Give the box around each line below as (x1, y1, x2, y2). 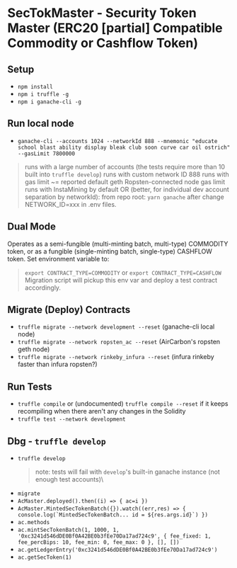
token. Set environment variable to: (7, 254, 110, 263)
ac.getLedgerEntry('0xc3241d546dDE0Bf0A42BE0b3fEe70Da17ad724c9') (17, 547, 218, 554)
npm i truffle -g (17, 91, 69, 98)
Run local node (7, 118, 74, 130)
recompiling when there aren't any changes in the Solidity (17, 407, 186, 416)
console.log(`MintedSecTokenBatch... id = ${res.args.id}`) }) (17, 511, 209, 518)
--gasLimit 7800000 (17, 150, 76, 157)
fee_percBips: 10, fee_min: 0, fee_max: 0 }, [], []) (17, 539, 180, 546)
